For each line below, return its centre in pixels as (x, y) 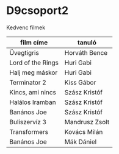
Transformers (29, 131)
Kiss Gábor (80, 82)
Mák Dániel (81, 142)
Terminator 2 (28, 82)
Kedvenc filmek (26, 27)
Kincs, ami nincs (33, 92)
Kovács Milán (84, 131)
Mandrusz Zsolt (87, 122)
